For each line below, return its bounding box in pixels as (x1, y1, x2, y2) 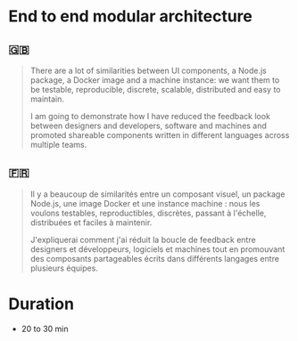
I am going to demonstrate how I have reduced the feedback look (29, 111, 271, 121)
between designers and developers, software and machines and (29, 120, 267, 131)
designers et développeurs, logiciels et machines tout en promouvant (29, 243, 286, 255)
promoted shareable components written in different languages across (29, 130, 290, 140)
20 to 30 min (21, 323, 69, 334)
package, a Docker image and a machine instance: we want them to (29, 75, 280, 85)
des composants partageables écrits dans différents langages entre (29, 253, 280, 264)
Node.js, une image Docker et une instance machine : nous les (29, 198, 261, 208)
